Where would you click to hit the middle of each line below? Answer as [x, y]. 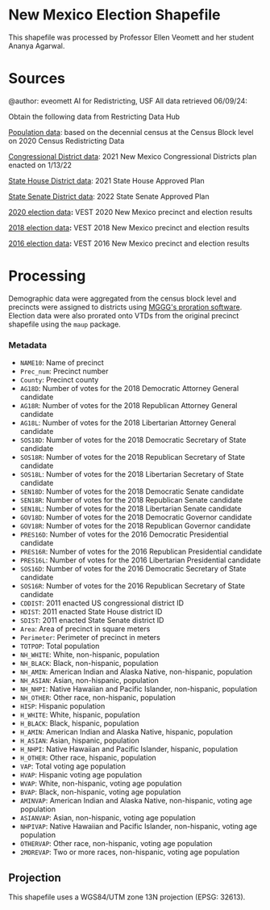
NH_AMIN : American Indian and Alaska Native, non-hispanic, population [136, 672]
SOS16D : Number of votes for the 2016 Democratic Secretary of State [133, 569]
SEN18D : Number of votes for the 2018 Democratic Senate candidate [132, 491]
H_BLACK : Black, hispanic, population [79, 723]
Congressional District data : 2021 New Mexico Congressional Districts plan [133, 156]
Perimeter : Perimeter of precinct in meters [90, 638]
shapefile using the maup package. [64, 324]
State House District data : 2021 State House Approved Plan [107, 180]
